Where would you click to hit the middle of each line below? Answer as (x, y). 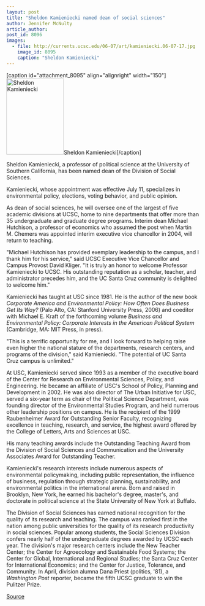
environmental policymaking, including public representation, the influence (100, 475)
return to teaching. (30, 240)
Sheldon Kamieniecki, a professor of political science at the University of (98, 164)
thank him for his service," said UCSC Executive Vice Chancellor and (93, 258)
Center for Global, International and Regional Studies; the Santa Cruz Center (102, 558)
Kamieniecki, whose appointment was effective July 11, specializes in (93, 189)
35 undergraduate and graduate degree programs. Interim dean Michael (97, 220)
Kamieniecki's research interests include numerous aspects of (85, 468)
